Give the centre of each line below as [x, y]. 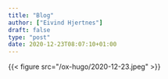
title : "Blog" [31, 15]
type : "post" [29, 37]
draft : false [29, 30]
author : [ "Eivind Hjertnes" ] [55, 23]
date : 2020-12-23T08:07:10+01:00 [63, 45]
